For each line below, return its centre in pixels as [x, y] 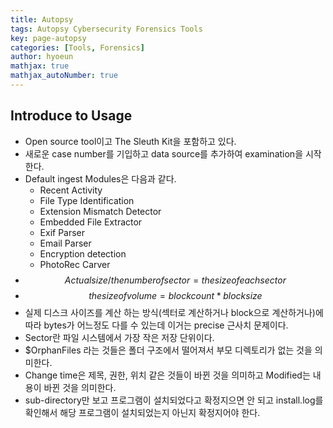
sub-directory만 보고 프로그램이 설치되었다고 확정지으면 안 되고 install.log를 [174, 400]
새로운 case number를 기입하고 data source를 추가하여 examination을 [164, 153]
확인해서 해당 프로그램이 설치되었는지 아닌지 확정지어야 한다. [142, 412]
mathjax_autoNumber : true [64, 76]
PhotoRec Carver [75, 264]
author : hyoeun [42, 57]
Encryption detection [83, 253]
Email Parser [65, 243]
